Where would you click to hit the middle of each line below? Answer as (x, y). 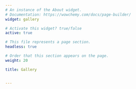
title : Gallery (21, 69)
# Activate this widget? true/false (43, 28)
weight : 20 (17, 60)
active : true (19, 33)
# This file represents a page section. (48, 42)
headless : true (21, 47)
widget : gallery (22, 19)
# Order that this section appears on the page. (57, 56)
